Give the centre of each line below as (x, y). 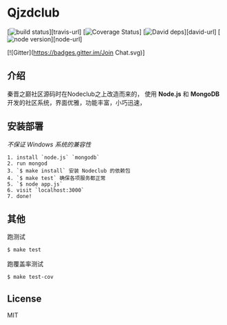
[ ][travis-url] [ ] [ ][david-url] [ (114, 32)
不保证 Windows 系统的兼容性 (49, 144)
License (24, 298)
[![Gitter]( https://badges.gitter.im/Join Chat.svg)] (76, 52)
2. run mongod (28, 164)
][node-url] (66, 39)
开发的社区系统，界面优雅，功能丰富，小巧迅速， (76, 102)
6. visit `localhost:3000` (46, 190)
